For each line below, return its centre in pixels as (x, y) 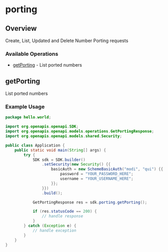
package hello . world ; (28, 117)
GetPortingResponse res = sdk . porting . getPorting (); (90, 202)
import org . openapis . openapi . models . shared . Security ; (64, 136)
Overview (21, 28)
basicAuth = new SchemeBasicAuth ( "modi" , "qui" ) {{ (107, 169)
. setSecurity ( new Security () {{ (76, 164)
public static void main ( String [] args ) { (60, 150)
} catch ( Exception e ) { (50, 226)
